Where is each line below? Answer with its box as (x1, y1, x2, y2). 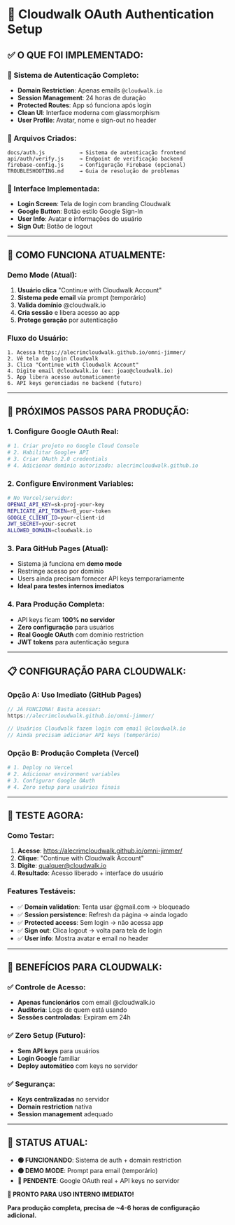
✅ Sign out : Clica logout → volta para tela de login (17, 926, 162, 935)
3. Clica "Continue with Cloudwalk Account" (7, 361, 139, 369)
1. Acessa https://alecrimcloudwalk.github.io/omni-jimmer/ (7, 349, 187, 356)
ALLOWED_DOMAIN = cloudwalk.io (7, 527, 92, 534)
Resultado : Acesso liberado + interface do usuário (17, 869, 164, 877)
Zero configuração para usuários (17, 623, 114, 631)
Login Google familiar (17, 1054, 80, 1062)
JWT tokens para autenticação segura (17, 637, 129, 646)
